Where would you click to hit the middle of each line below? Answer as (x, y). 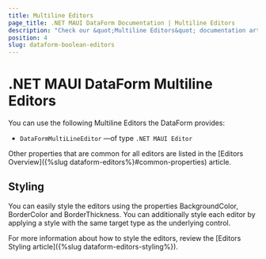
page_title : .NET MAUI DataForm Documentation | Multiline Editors (122, 23)
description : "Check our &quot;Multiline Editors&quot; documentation (127, 30)
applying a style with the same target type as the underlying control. (120, 223)
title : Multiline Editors (51, 15)
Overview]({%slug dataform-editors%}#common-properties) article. (120, 162)
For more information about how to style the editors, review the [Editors (125, 238)
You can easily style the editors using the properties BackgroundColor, (123, 206)
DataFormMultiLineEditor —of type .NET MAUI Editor (106, 139)
